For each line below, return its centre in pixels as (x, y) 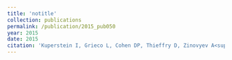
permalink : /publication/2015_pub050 (61, 26)
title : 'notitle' (32, 13)
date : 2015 (23, 39)
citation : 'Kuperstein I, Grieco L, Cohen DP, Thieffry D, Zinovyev (108, 46)
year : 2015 (23, 33)
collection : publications (44, 20)
